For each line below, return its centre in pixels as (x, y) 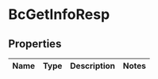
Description (92, 66)
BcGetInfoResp (59, 15)
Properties (35, 44)
